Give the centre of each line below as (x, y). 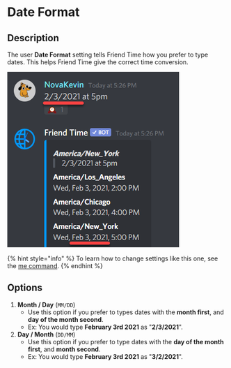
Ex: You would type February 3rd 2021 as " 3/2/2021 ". (105, 356)
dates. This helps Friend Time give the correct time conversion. (98, 62)
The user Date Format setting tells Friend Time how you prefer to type (108, 54)
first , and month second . (64, 349)
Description (33, 38)
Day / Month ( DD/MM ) (46, 334)
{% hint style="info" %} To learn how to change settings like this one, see (113, 258)
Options (25, 288)
